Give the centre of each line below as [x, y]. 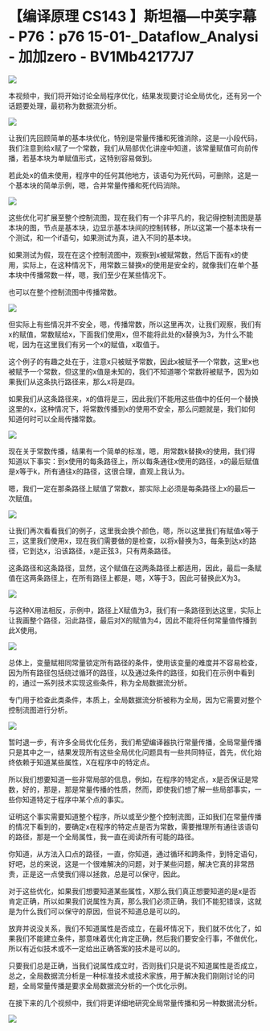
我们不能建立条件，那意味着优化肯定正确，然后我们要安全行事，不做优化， [138, 938]
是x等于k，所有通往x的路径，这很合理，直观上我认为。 [98, 471]
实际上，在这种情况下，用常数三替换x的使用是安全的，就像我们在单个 [137, 265]
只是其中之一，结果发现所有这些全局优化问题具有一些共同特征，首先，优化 [131, 752]
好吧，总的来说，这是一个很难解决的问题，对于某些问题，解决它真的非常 [128, 863]
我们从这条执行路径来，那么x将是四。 [77, 381]
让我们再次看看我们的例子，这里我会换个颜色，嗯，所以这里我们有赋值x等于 [133, 530]
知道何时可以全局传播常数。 [54, 419]
